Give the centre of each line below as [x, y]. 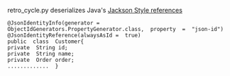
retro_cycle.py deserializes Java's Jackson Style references [95, 10]
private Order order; [41, 60]
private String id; [38, 48]
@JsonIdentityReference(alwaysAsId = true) [74, 35]
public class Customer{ [45, 42]
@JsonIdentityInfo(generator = [54, 23]
